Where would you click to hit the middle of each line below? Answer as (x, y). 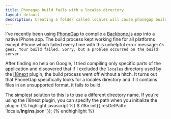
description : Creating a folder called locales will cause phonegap (79, 19)
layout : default (22, 15)
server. (13, 54)
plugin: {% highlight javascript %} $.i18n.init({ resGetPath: (66, 106)
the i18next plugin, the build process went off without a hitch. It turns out (81, 74)
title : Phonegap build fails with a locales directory (65, 10)
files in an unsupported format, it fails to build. (53, 85)
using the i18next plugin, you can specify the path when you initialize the (81, 100)
